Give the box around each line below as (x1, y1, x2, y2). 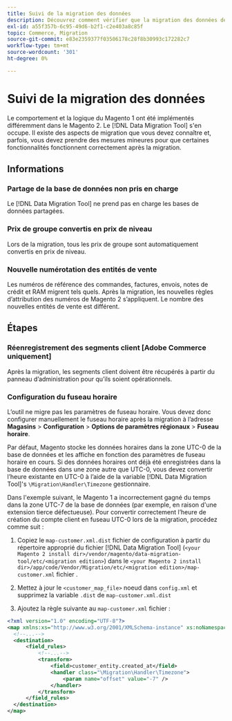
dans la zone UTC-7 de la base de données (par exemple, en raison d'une (7, 500, 217, 509)
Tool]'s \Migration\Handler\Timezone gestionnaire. (7, 480, 151, 488)
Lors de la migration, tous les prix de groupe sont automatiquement (7, 240, 199, 248)
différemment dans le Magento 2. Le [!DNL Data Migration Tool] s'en (7, 121, 202, 129)
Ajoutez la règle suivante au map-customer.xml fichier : (17, 604, 171, 612)
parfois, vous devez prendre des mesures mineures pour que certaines (7, 135, 209, 144)
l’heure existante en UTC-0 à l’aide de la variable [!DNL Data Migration (7, 472, 207, 480)
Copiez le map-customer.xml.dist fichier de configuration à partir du (17, 536, 211, 544)
